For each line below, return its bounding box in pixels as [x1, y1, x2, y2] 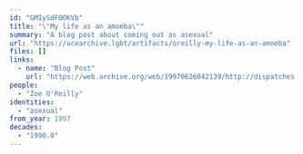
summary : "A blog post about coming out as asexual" [9, 30, 214, 39]
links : [9, 55, 35, 64]
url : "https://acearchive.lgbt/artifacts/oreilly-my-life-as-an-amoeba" [9, 38, 291, 48]
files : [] [9, 47, 47, 56]
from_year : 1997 [9, 114, 71, 123]
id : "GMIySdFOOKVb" [9, 13, 84, 23]
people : [9, 81, 39, 90]
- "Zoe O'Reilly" [17, 89, 84, 98]
